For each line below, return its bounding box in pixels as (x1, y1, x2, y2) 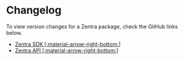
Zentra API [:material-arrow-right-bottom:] (14, 46, 119, 54)
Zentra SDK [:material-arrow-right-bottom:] (14, 41, 121, 48)
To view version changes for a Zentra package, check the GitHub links (6, 23, 178, 30)
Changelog (6, 4, 62, 17)
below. (6, 29, 23, 36)
